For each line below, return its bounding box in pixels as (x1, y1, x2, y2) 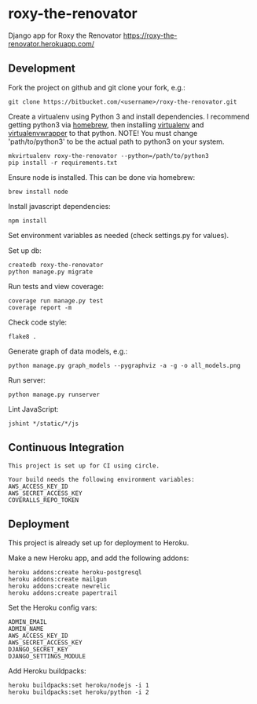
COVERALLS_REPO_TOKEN (8, 496, 79, 504)
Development (8, 62, 76, 75)
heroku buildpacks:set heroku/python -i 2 (8, 688, 149, 696)
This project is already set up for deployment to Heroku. (8, 538, 189, 548)
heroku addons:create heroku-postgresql (8, 569, 143, 577)
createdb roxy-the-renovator (8, 261, 104, 269)
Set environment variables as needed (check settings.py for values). (8, 230, 229, 240)
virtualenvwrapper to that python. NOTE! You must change (8, 128, 198, 137)
